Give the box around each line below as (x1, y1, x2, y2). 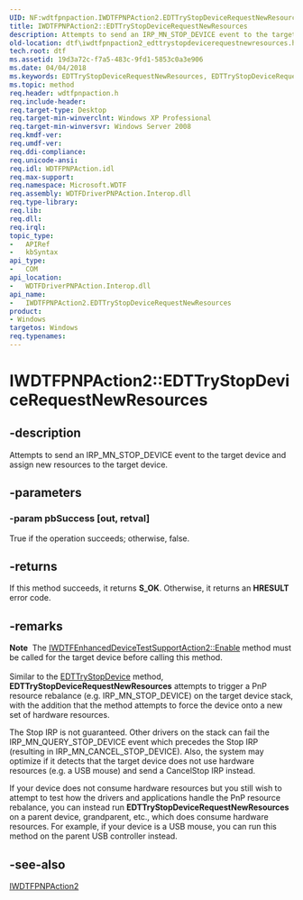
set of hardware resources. (9, 710, 110, 721)
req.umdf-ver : (9, 139, 63, 148)
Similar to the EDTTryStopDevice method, (9, 671, 164, 682)
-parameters (9, 485, 82, 501)
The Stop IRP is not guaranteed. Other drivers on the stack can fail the (9, 727, 271, 738)
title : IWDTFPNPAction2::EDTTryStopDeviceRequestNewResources (9, 22, 248, 31)
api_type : (9, 256, 47, 266)
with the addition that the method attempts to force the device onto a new (9, 700, 283, 711)
